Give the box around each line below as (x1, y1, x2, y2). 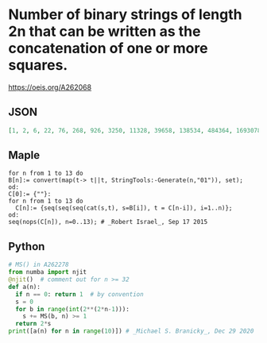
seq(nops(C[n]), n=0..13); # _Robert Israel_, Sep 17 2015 (8, 218, 208, 226)
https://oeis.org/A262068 (8, 82, 92, 92)
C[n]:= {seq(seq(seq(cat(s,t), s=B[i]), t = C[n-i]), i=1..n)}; (15, 204, 233, 212)
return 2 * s (15, 320, 52, 328)
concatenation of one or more (8, 40, 208, 57)
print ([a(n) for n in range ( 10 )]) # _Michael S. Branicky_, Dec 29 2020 (8, 327, 254, 335)
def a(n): (8, 283, 41, 291)
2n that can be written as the (8, 22, 201, 40)
